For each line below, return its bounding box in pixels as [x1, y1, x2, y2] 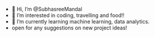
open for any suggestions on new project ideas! [11, 24, 127, 31]
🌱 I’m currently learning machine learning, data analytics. [11, 18, 150, 25]
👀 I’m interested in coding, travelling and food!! [11, 12, 125, 19]
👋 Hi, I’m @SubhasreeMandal [11, 6, 82, 12]
